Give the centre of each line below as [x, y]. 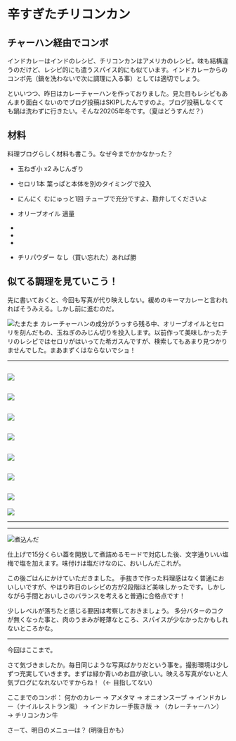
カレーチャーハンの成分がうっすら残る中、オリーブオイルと [126, 323]
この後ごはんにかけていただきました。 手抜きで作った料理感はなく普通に [113, 578]
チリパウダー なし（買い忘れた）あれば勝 [77, 257]
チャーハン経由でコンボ [58, 43]
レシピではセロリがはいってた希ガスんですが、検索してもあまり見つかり [124, 341]
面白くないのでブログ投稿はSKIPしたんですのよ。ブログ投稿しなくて [124, 102]
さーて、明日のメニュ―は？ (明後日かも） [67, 730]
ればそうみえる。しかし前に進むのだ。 [63, 309]
